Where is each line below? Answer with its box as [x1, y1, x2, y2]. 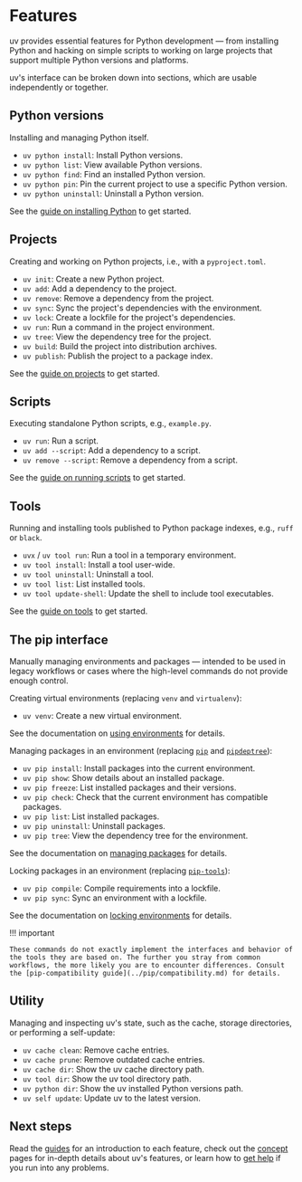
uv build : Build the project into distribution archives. [22, 340, 218, 351]
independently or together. [9, 81, 109, 92]
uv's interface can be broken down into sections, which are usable [9, 71, 258, 82]
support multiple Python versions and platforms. [9, 54, 189, 65]
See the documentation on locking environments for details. [9, 910, 232, 920]
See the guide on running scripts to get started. [9, 472, 186, 483]
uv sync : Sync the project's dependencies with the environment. [22, 302, 262, 313]
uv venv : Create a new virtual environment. [22, 710, 183, 720]
